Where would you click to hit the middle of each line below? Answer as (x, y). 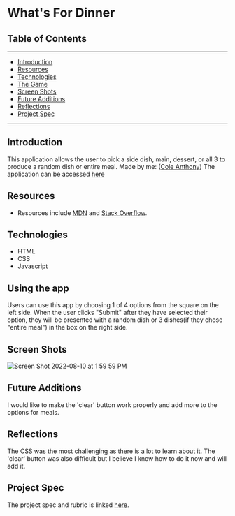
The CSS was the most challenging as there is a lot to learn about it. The (111, 451)
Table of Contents (47, 39)
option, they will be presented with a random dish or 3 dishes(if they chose (115, 320)
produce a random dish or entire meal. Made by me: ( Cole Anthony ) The (111, 166)
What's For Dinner (61, 13)
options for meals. (33, 412)
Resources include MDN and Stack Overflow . (82, 213)
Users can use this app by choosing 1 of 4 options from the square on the (113, 305)
